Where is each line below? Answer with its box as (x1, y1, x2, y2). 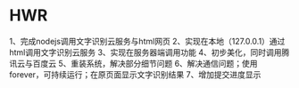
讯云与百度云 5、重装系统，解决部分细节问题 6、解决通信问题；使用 (9, 58, 258, 68)
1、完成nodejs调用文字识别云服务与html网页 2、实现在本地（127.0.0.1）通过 (9, 36, 286, 46)
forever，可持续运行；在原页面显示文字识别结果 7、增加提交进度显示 (9, 68, 262, 80)
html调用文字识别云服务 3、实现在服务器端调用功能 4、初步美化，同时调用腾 (9, 46, 290, 58)
